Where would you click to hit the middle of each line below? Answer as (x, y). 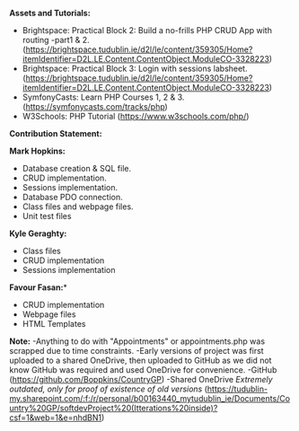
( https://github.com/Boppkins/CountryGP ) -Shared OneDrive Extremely (141, 379)
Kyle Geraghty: (38, 233)
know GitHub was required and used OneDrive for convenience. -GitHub (143, 370)
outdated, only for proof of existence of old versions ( (109, 389)
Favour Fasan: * (38, 287)
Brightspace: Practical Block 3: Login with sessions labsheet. (135, 68)
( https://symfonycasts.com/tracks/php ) (95, 106)
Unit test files (47, 216)
